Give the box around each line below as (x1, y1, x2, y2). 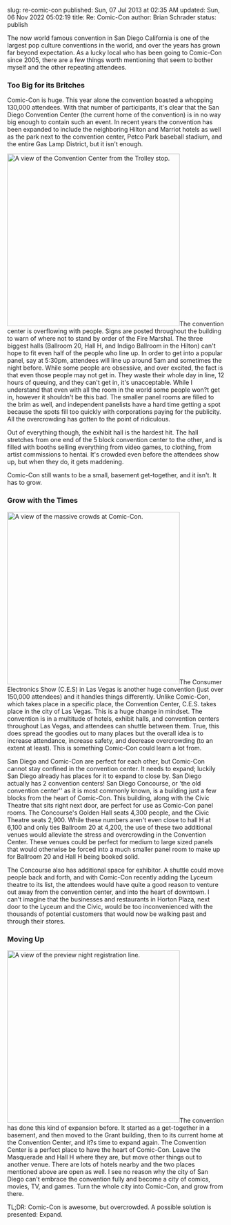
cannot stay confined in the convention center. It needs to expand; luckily (7, 764, 216, 773)
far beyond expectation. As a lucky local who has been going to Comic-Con (7, 48, 222, 57)
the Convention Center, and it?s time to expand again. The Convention (7, 1138, 207, 1146)
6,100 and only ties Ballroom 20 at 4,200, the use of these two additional (7, 823, 212, 831)
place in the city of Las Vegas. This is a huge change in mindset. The (7, 707, 203, 715)
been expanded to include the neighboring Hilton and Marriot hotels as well (7, 126, 221, 134)
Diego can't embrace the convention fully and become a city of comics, (7, 1175, 210, 1183)
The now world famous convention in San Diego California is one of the (7, 34, 210, 42)
